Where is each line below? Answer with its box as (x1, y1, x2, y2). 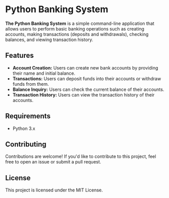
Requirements (5, 112, 51, 120)
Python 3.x (12, 125, 35, 131)
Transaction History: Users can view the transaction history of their (12, 91, 155, 97)
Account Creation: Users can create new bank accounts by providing (12, 64, 158, 71)
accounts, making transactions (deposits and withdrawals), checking (5, 31, 149, 37)
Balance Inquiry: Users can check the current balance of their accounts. (12, 86, 164, 92)
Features (5, 51, 34, 60)
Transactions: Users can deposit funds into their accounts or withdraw (12, 75, 161, 82)
